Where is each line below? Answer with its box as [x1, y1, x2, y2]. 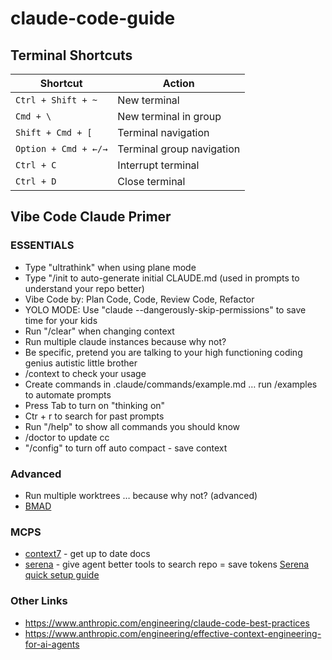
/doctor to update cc [24, 431, 110, 443]
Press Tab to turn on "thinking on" [24, 399, 166, 411]
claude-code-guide [10, 7, 176, 30]
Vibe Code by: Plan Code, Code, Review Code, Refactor [24, 293, 255, 305]
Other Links [10, 594, 68, 608]
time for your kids [24, 314, 98, 326]
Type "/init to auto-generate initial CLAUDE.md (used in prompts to [24, 272, 300, 284]
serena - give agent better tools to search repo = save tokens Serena [24, 558, 310, 571]
